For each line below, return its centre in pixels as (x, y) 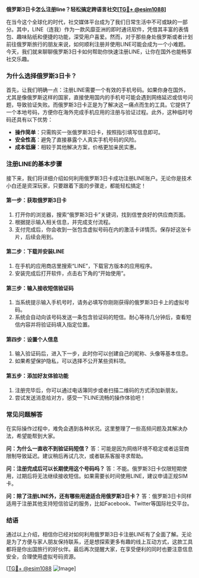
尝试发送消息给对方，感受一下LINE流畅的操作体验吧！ (80, 397)
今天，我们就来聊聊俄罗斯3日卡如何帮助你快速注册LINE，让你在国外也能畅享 (99, 52)
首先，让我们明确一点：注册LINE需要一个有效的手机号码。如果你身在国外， (97, 90)
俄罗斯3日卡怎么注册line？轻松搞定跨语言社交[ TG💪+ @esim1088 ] (86, 9)
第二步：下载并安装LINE (36, 251)
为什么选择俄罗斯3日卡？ (41, 75)
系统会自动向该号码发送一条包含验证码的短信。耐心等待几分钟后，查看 (100, 317)
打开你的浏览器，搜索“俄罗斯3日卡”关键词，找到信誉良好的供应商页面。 (102, 214)
